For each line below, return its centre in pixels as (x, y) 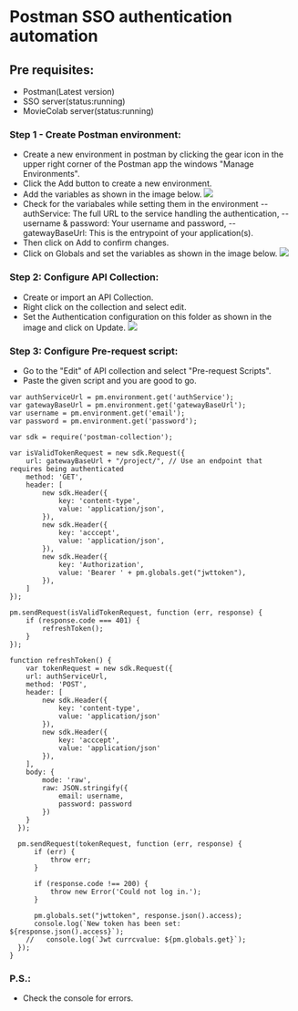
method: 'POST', (57, 684)
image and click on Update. (74, 327)
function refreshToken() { (61, 660)
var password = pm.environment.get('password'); (103, 421)
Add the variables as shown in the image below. (112, 194)
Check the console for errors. (78, 998)
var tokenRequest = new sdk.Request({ (99, 668)
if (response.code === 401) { (83, 620)
